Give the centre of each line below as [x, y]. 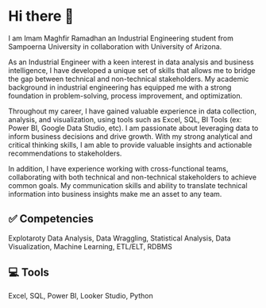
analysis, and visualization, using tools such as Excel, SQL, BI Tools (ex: [125, 119]
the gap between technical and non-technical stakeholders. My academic [129, 79]
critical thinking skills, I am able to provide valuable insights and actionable [130, 144]
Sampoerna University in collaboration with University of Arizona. [115, 46]
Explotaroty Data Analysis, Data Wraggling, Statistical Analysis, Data [120, 238]
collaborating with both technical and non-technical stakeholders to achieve [132, 177]
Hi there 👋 [41, 16]
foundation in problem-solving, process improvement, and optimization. [125, 95]
